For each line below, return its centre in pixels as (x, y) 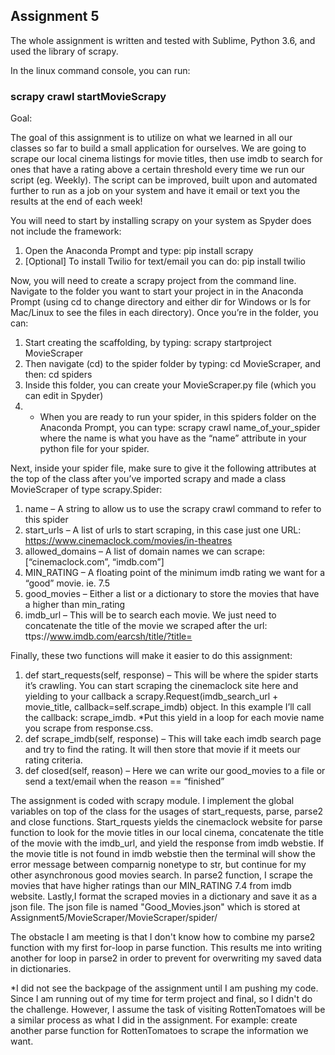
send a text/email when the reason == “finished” (124, 781)
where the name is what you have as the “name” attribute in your (173, 438)
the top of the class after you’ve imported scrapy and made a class (148, 479)
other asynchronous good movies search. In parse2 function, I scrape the (161, 875)
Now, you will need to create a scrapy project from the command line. (153, 281)
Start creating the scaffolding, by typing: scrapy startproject (148, 343)
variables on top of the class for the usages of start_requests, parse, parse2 (167, 811)
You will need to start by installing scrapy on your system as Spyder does (161, 221)
